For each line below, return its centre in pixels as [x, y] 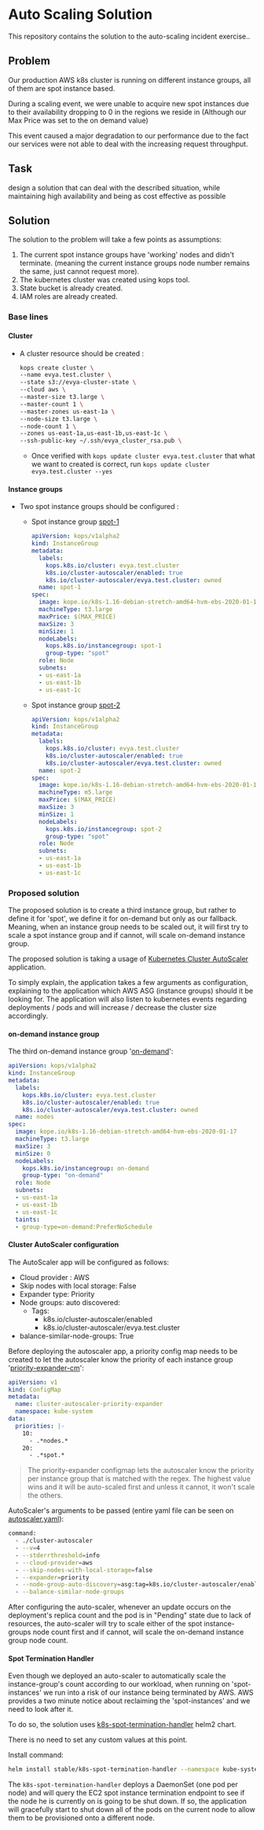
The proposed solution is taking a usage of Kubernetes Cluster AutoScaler [128, 959]
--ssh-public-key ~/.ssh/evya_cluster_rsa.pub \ [101, 441]
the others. [45, 1496]
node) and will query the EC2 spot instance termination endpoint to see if [126, 1793]
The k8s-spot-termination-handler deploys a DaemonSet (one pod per [123, 1784]
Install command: [36, 1755]
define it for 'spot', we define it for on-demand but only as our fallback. [123, 919]
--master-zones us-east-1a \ [67, 411]
